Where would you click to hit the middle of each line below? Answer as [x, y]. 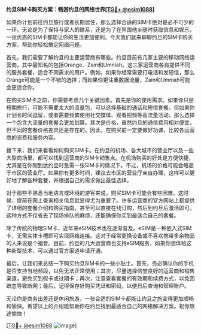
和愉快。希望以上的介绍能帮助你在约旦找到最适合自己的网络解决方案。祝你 [98, 306]
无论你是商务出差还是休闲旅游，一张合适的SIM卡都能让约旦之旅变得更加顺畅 [100, 298]
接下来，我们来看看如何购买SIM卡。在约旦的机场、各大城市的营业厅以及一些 [100, 150]
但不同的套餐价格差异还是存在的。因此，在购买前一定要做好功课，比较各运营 [100, 130]
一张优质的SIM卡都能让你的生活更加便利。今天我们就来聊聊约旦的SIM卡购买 [100, 37]
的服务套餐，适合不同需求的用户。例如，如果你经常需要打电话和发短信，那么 [100, 72]
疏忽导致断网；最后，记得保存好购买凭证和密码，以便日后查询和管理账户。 [98, 286]
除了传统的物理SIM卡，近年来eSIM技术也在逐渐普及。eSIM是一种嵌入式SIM [99, 228]
